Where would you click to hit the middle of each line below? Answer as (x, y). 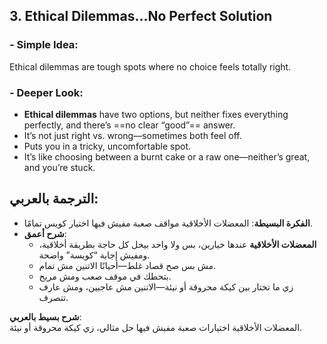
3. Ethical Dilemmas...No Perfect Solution (141, 16)
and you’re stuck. (59, 167)
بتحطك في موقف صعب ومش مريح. (105, 276)
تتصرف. (53, 297)
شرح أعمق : (45, 233)
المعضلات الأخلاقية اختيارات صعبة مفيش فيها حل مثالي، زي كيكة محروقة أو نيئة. (156, 327)
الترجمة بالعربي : (54, 199)
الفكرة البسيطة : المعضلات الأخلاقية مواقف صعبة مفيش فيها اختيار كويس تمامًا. (168, 223)
